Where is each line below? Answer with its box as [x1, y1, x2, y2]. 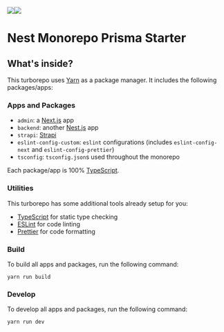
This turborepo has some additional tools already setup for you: [7, 199, 188, 207]
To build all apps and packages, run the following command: [7, 260, 179, 268]
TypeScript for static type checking [17, 213, 118, 221]
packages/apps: [7, 84, 53, 91]
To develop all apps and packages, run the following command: [7, 305, 188, 313]
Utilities [7, 184, 34, 193]
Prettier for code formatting [17, 227, 95, 235]
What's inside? [7, 57, 74, 69]
